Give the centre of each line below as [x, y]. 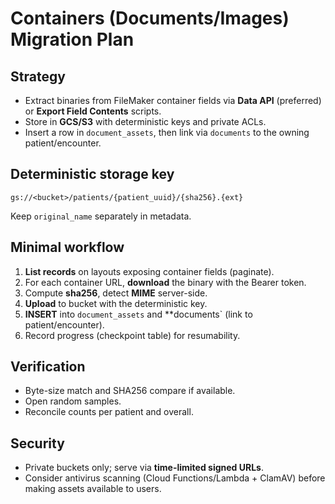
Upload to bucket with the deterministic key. [116, 303]
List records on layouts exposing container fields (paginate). [149, 271]
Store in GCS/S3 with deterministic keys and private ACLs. [145, 121]
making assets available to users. [93, 489]
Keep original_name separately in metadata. [101, 216]
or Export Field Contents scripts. [93, 111]
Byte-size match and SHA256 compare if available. [130, 391]
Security [37, 443]
